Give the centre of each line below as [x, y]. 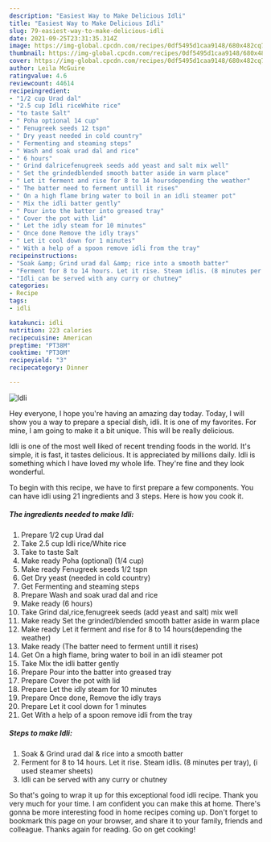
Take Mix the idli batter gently [70, 663]
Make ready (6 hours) [57, 603]
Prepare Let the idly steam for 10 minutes [89, 689]
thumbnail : [27, 53]
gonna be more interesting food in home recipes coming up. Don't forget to [133, 812]
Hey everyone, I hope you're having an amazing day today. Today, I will [127, 413]
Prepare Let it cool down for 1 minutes [84, 706]
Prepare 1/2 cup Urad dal [62, 535]
